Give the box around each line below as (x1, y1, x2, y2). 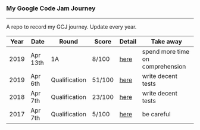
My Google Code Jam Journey (6, 4, 96, 13)
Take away (151, 38, 183, 46)
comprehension (142, 63, 186, 71)
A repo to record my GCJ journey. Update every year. (6, 23, 137, 30)
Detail (119, 38, 137, 46)
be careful (142, 110, 171, 119)
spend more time (142, 48, 190, 56)
